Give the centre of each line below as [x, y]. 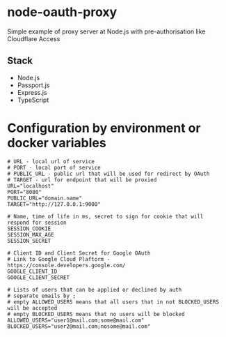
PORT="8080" [24, 192]
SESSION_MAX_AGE [31, 234]
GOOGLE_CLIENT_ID [32, 271]
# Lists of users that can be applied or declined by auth [95, 290]
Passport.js [33, 85]
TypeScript [33, 100]
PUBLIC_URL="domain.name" [45, 198]
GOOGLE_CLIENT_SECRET [39, 277]
